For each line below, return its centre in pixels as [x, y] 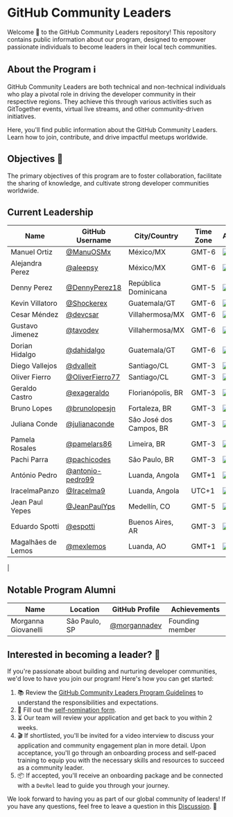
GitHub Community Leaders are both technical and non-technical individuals [116, 86]
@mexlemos [86, 547]
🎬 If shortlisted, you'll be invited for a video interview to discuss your [115, 735]
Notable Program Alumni [62, 589]
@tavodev [82, 330]
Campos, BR [148, 429]
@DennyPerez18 [94, 288]
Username [94, 240]
